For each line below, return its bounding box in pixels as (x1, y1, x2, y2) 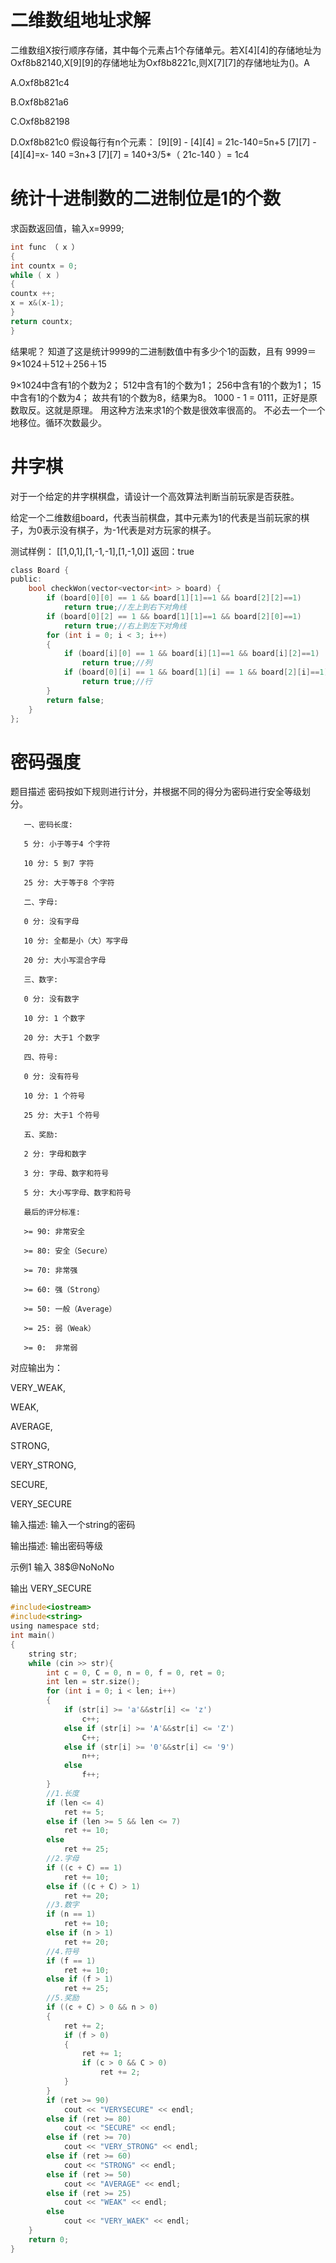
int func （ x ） (10, 242, 80, 252)
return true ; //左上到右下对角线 (63, 602, 187, 613)
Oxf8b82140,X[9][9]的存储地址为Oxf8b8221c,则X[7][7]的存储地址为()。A (10, 56, 311, 68)
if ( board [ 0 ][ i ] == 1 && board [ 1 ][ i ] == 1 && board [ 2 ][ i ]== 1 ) (63, 667, 329, 678)
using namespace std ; (10, 1621, 101, 1631)
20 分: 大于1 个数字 (23, 1033, 100, 1043)
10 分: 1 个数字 (23, 1014, 86, 1024)
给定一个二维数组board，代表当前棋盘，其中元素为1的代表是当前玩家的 (10, 511, 302, 523)
